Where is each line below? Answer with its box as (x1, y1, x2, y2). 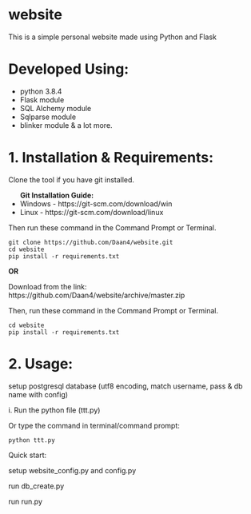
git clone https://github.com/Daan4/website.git (8, 238, 173, 246)
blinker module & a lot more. (19, 120, 114, 129)
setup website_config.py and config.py (8, 465, 137, 475)
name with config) (8, 389, 69, 399)
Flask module (19, 94, 65, 105)
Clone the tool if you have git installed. (8, 174, 134, 185)
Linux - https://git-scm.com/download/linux (19, 207, 164, 217)
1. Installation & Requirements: (8, 149, 214, 167)
